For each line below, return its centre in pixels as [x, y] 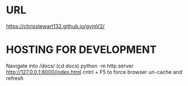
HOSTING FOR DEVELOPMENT [81, 50]
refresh [15, 78]
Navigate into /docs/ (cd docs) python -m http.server [70, 66]
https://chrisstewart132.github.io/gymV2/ [55, 26]
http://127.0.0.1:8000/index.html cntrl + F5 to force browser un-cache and [94, 72]
